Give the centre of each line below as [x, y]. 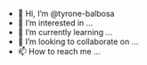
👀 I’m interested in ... [55, 23]
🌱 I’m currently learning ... [65, 32]
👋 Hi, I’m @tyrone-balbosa [66, 14]
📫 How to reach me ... [59, 51]
